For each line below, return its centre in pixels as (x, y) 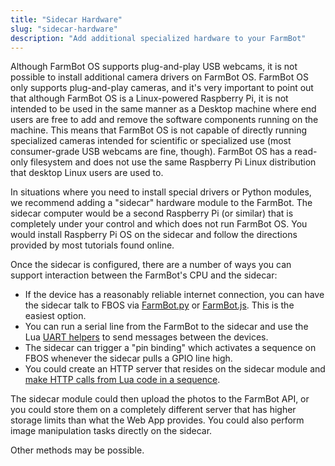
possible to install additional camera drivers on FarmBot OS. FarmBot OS (159, 77)
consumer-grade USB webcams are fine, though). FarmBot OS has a (151, 152)
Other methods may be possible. (77, 450)
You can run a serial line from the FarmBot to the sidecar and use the (166, 327)
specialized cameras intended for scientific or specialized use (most (151, 141)
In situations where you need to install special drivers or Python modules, (161, 192)
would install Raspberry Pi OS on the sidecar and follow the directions (154, 235)
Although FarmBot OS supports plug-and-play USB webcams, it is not (154, 67)
